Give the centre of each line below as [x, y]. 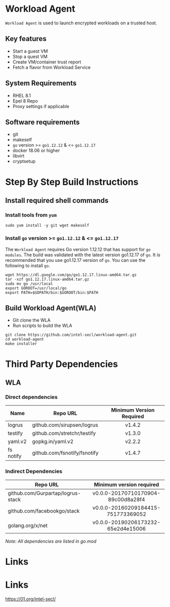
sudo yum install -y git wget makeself [47, 226]
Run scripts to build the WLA [42, 326]
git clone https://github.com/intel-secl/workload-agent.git [71, 335]
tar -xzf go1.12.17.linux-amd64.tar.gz [47, 279]
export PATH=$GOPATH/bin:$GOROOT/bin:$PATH [52, 292]
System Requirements [41, 83]
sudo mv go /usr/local [29, 284]
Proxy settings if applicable [41, 106]
